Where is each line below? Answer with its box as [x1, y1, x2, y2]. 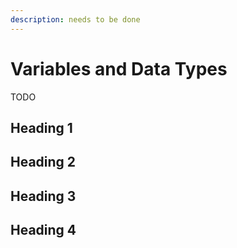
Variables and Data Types [10, 57, 228, 80]
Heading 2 [10, 154, 77, 171]
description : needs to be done [10, 14, 141, 25]
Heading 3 [10, 187, 77, 205]
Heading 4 [10, 222, 77, 239]
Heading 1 [10, 119, 73, 136]
